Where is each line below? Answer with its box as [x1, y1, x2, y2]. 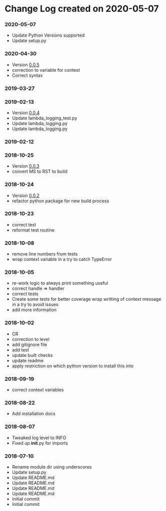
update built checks [11, 352, 53, 358]
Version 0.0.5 [11, 61, 39, 68]
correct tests [11, 291, 38, 297]
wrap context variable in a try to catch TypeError [11, 257, 112, 263]
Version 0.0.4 [11, 110, 40, 115]
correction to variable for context [11, 67, 80, 73]
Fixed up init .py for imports [11, 440, 68, 446]
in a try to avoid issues [11, 302, 58, 308]
